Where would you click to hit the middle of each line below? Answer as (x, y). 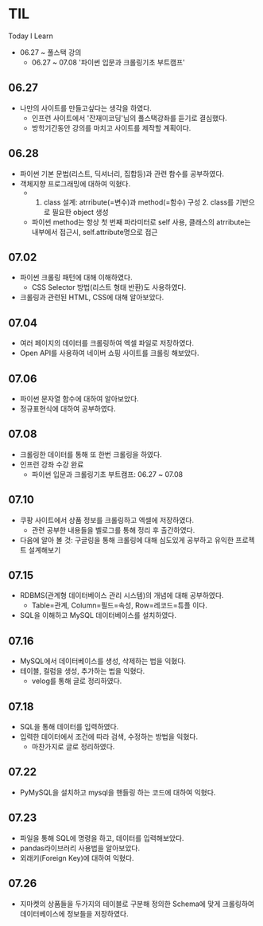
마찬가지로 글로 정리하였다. (73, 747)
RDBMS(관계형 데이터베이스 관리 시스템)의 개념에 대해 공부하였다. (122, 596)
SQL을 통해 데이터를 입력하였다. (69, 727)
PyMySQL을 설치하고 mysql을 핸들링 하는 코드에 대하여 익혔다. (118, 792)
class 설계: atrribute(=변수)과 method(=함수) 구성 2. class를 (139, 202)
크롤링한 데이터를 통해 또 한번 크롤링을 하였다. (91, 454)
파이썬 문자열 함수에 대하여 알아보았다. (79, 399)
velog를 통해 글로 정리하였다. (77, 681)
